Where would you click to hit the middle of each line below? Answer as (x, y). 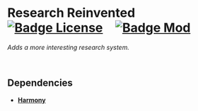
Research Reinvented (71, 13)
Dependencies (40, 83)
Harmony (31, 100)
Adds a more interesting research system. (68, 47)
